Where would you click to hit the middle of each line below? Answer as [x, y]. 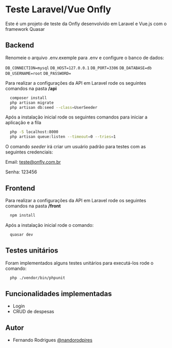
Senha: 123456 [21, 172]
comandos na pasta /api [31, 88]
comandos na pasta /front [33, 206]
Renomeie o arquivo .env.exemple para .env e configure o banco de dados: [85, 57]
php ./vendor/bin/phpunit [38, 278]
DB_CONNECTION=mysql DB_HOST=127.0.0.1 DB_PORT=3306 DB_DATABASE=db [79, 68]
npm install [23, 215]
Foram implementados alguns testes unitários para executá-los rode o [80, 263]
